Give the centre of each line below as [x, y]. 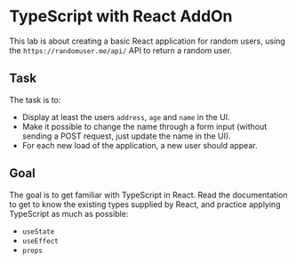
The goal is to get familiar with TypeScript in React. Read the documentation [148, 195]
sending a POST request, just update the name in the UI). [126, 136]
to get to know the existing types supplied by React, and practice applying [145, 204]
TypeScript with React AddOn [121, 16]
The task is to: [35, 100]
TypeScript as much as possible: [69, 213]
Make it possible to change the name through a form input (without [144, 126]
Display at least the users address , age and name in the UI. [126, 116]
